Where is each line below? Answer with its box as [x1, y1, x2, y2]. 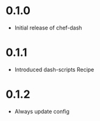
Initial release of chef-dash [14, 24, 82, 31]
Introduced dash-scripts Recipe [14, 66, 95, 73]
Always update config [14, 107, 70, 115]
